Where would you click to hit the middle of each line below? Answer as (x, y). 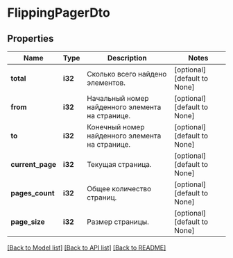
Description (127, 58)
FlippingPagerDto (59, 13)
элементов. (106, 83)
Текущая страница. (119, 164)
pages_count (33, 193)
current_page (34, 164)
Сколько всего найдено (127, 74)
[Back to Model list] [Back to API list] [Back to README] (87, 248)
